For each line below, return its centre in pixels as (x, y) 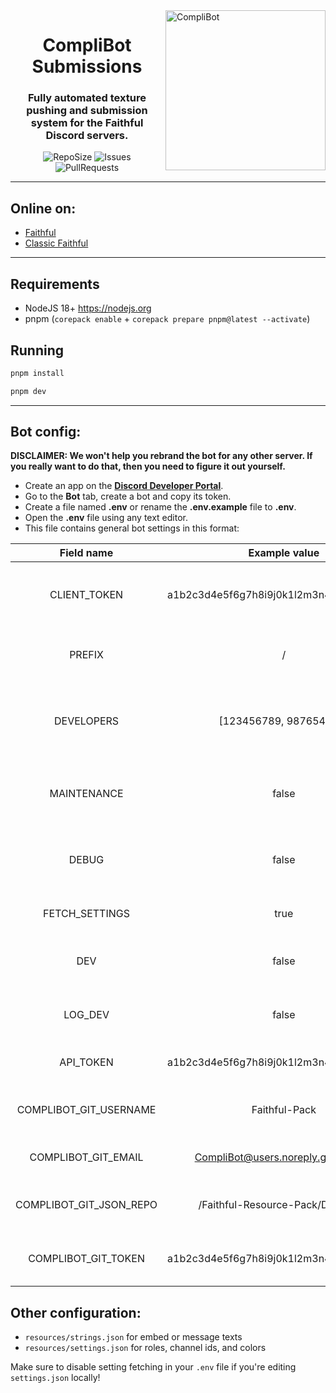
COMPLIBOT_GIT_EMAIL (86, 1157)
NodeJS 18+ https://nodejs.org (88, 308)
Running (37, 350)
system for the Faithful (87, 123)
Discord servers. (87, 136)
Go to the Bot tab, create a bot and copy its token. (128, 496)
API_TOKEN (86, 1062)
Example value (284, 553)
